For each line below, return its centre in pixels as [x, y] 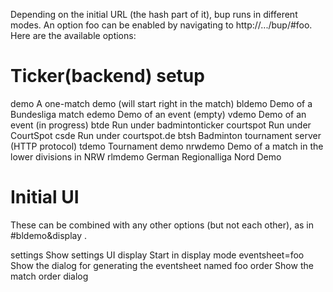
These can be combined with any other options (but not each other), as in [162, 225]
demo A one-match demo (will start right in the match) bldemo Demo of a [161, 103]
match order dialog [49, 276]
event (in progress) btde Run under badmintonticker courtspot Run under [161, 125]
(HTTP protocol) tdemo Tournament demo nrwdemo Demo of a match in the [167, 146]
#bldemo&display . [49, 235]
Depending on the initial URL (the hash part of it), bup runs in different [154, 14]
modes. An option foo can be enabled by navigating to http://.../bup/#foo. [161, 25]
